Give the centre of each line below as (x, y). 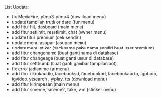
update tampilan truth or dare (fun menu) (53, 22)
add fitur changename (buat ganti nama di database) (65, 53)
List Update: (17, 7)
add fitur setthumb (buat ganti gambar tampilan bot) (64, 63)
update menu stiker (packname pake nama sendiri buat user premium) (83, 48)
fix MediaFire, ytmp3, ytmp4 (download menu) (59, 16)
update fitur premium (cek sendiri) (46, 37)
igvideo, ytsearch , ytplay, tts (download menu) (59, 79)
